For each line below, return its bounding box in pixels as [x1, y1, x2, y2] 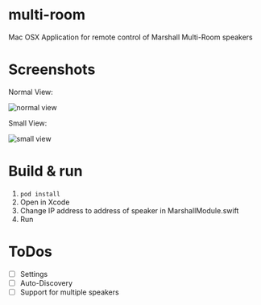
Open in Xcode [19, 197, 70, 207]
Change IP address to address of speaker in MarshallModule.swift [19, 205, 239, 215]
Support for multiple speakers [19, 287, 119, 297]
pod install [19, 190, 60, 198]
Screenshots [8, 60, 96, 79]
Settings [19, 269, 48, 278]
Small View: [8, 118, 48, 128]
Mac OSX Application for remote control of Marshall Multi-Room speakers [8, 32, 253, 42]
